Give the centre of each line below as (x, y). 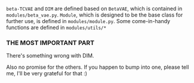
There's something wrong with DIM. (50, 56)
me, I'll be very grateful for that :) (47, 74)
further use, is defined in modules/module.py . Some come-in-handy (88, 21)
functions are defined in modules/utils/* (56, 27)
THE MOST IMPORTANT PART (50, 43)
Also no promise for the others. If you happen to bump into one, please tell (98, 67)
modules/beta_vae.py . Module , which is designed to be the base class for (95, 15)
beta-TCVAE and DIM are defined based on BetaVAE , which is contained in (94, 9)
